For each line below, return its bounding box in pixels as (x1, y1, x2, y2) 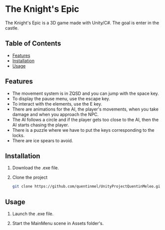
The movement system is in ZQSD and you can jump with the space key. (12, 90, 159, 96)
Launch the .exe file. (12, 211, 54, 217)
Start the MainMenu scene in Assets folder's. (12, 221, 104, 227)
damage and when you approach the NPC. (12, 111, 99, 117)
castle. (5, 25, 19, 31)
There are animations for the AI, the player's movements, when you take (12, 106, 159, 112)
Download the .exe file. (12, 165, 59, 171)
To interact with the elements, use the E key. (12, 101, 102, 107)
